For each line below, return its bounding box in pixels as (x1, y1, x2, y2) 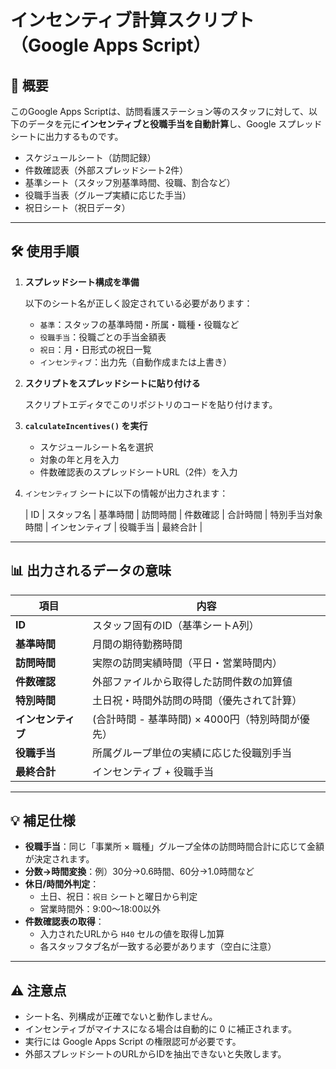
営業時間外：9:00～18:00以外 (39, 903, 162, 915)
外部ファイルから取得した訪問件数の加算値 (91, 674, 293, 688)
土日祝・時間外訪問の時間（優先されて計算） (91, 693, 303, 707)
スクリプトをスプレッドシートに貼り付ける (24, 377, 201, 389)
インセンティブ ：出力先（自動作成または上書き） (39, 356, 233, 368)
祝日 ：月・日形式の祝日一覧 (39, 343, 152, 355)
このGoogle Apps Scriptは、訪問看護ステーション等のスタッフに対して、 (10, 106, 309, 117)
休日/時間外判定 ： (24, 878, 100, 890)
